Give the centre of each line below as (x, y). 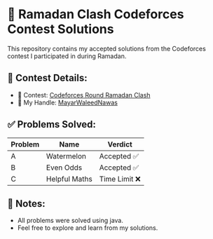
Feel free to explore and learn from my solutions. (88, 228)
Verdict (120, 144)
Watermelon (66, 156)
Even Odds (64, 168)
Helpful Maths (69, 179)
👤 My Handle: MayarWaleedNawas (67, 102)
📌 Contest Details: (47, 78)
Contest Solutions (61, 29)
